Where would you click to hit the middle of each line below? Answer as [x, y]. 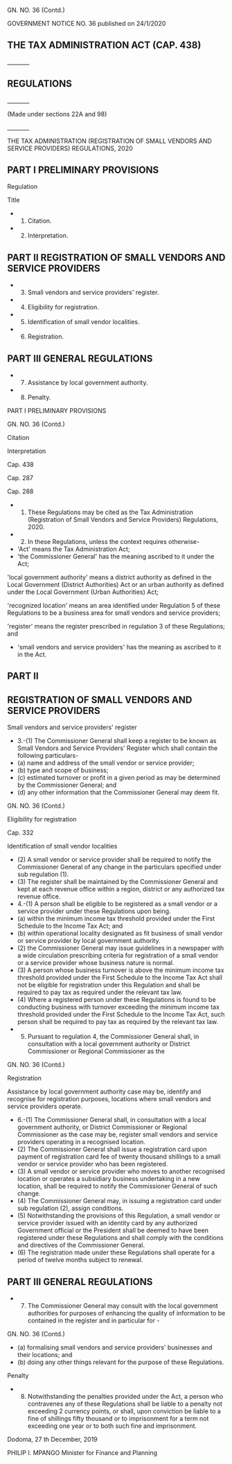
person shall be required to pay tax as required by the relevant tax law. [118, 1022]
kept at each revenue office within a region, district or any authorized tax [121, 889]
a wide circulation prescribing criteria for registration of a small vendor [118, 955]
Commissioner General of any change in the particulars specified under [119, 867]
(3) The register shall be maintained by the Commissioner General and [117, 882]
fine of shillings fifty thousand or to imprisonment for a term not [118, 1419]
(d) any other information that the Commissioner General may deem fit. [118, 792]
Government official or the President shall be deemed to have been [113, 1230]
